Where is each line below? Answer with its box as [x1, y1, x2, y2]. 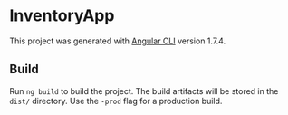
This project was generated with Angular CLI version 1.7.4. [9, 35, 226, 46]
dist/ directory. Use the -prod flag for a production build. [9, 95, 223, 106]
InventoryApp [9, 5, 115, 26]
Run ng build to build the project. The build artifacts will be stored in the [9, 85, 279, 96]
